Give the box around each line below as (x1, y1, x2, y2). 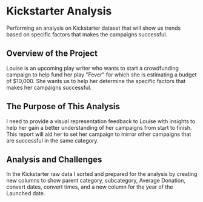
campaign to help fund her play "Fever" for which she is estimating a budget (6, 71, 197, 78)
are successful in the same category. (6, 136, 99, 144)
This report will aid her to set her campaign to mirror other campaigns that (6, 130, 191, 138)
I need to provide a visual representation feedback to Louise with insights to (6, 117, 196, 125)
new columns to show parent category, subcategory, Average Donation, (6, 177, 186, 184)
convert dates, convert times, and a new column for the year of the (6, 183, 173, 190)
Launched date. (6, 190, 45, 197)
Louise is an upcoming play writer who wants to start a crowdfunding (6, 64, 179, 72)
